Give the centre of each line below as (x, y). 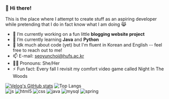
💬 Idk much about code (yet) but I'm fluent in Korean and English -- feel (87, 45)
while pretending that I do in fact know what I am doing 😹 (66, 24)
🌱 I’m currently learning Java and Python (56, 39)
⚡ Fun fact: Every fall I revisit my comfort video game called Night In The (88, 69)
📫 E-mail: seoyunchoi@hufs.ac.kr (48, 56)
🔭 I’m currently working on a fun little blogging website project (78, 34)
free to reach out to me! (37, 51)
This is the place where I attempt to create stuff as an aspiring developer (81, 19)
